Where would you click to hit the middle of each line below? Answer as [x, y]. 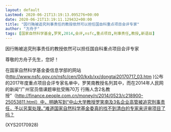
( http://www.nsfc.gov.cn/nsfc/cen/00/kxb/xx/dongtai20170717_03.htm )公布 [84, 76]
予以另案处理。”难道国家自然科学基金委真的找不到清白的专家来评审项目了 [90, 108]
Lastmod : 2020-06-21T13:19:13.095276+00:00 [52, 15]
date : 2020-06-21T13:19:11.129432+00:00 [49, 19]
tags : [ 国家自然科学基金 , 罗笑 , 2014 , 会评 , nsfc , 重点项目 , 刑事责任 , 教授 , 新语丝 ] [80, 34]
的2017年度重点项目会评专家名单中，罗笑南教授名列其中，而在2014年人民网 [84, 83]
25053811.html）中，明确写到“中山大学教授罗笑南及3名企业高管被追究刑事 [83, 102]
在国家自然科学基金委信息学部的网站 [43, 70]
